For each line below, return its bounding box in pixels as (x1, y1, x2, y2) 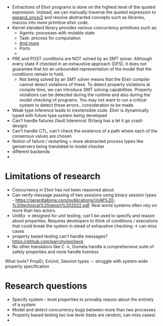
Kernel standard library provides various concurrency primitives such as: (12, 25, 158, 31)
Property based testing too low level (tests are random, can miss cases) (12, 312, 156, 318)
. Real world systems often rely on (89, 202, 157, 208)
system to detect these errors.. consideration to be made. (19, 102, 135, 108)
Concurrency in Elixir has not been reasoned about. (12, 187, 115, 192)
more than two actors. (12, 207, 57, 213)
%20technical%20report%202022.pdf (12, 202, 90, 208)
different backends (12, 149, 50, 154)
